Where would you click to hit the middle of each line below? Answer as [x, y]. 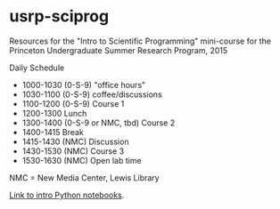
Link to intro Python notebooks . [67, 195]
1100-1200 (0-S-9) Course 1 [73, 103]
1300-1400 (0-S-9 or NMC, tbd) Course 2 [99, 123]
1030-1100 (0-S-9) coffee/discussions [92, 94]
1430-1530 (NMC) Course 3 [73, 151]
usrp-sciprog [59, 16]
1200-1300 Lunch [54, 113]
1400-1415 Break [53, 132]
